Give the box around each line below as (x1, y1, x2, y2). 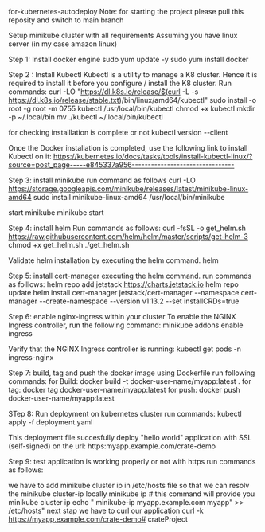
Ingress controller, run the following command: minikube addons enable (8, 320, 244, 330)
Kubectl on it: (8, 151, 52, 161)
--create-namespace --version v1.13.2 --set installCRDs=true (39, 296, 240, 306)
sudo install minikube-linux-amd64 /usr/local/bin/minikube (33, 193, 225, 201)
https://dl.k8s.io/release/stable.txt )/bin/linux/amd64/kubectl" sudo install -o (8, 96, 257, 104)
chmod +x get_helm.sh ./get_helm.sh (8, 241, 130, 249)
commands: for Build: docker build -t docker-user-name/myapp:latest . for (8, 377, 252, 385)
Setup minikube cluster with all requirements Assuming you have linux (8, 31, 238, 40)
